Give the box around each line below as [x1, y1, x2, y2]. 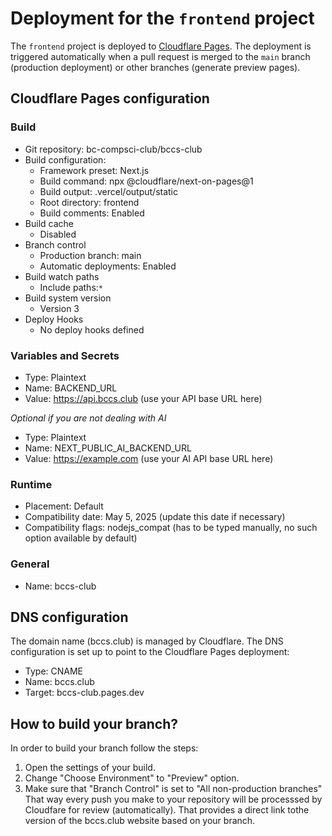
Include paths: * [39, 281, 103, 293]
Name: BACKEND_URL [24, 382, 118, 394]
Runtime [10, 477, 53, 491]
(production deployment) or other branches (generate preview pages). [10, 61, 301, 73]
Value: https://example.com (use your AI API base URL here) [24, 452, 274, 464]
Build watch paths [24, 270, 100, 282]
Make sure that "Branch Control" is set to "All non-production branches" [24, 783, 323, 795]
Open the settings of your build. [24, 762, 156, 774]
